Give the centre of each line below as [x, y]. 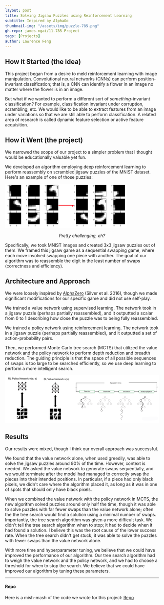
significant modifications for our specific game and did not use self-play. [78, 298]
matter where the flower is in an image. [44, 89]
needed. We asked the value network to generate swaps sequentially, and [79, 468]
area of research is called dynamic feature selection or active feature [74, 120]
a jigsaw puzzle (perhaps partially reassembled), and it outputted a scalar [79, 313]
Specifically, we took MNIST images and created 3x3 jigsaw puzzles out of [80, 245]
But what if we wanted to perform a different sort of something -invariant [78, 98]
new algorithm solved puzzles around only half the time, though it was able [81, 504]
